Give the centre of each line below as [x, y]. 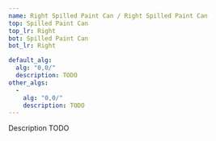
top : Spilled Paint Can [49, 23]
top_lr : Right [32, 31]
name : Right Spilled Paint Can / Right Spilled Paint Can [108, 16]
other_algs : [28, 83]
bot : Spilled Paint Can [49, 38]
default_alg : [30, 60]
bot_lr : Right [32, 46]
